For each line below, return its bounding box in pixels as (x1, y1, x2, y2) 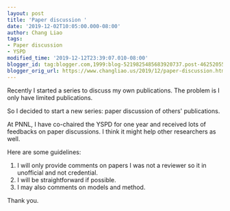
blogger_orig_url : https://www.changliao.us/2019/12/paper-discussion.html (7, 67, 228, 74)
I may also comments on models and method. (16, 183, 146, 191)
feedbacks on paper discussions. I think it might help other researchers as (7, 127, 217, 136)
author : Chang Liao (7, 29, 63, 36)
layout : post (7, 10, 44, 17)
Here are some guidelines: (7, 148, 81, 156)
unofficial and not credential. (16, 169, 98, 177)
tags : (7, 36, 23, 42)
